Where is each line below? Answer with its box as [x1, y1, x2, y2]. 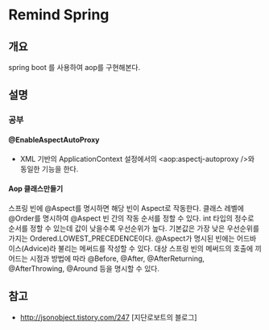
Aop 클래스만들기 [8, 184, 64, 194]
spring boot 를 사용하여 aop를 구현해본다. [8, 63, 141, 72]
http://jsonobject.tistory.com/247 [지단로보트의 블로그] [19, 312, 197, 322]
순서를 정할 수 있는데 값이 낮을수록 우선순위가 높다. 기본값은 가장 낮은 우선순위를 [8, 223, 260, 233]
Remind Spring [8, 6, 110, 24]
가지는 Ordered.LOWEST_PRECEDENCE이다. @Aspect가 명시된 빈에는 [8, 233, 235, 243]
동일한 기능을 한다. [19, 163, 79, 174]
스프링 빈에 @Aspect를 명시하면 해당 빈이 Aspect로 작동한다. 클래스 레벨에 [8, 203, 244, 212]
